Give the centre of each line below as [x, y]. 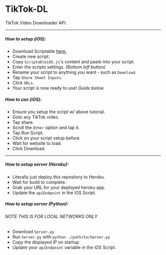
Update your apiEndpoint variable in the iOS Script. [64, 248]
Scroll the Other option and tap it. [46, 127]
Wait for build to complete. [39, 182]
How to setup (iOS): [26, 39]
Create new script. [31, 56]
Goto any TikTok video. [36, 117]
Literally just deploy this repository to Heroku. [59, 177]
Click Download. [29, 148]
